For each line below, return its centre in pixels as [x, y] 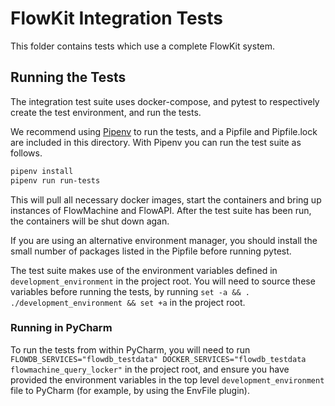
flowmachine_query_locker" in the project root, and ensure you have [150, 369]
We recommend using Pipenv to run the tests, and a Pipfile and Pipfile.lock [164, 131]
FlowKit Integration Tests [117, 18]
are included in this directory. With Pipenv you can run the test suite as [156, 142]
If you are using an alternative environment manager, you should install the [164, 240]
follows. [26, 153]
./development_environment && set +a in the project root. [128, 302]
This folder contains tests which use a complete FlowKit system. [143, 46]
